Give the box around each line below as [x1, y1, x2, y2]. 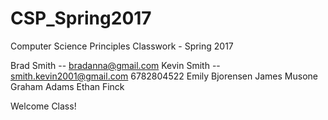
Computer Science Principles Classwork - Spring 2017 [10, 40, 234, 52]
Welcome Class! [10, 100, 77, 112]
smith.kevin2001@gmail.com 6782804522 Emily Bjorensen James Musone [10, 70, 318, 82]
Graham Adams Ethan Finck [10, 80, 125, 92]
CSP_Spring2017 [10, 7, 152, 30]
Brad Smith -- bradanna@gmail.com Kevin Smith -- [10, 59, 221, 71]
